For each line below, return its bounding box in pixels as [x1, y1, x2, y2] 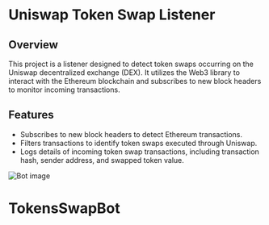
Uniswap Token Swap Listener [8, 6, 216, 24]
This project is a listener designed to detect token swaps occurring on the [8, 59, 254, 69]
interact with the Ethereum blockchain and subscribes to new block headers [8, 77, 262, 85]
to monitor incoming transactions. [8, 85, 120, 94]
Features [8, 108, 54, 122]
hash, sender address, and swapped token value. [19, 155, 184, 165]
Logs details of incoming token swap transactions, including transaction [19, 147, 260, 156]
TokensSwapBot [8, 199, 121, 217]
